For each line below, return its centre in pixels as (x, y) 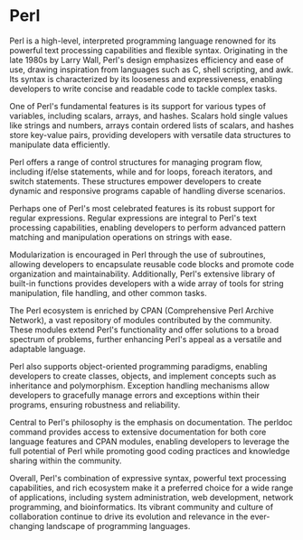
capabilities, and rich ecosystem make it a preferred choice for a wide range (151, 488)
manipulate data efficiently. (60, 144)
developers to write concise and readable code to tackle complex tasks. (143, 88)
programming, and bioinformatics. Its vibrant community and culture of (142, 507)
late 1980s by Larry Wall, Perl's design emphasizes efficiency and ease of (147, 60)
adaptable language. (47, 349)
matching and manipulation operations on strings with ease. (121, 237)
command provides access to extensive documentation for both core (138, 432)
